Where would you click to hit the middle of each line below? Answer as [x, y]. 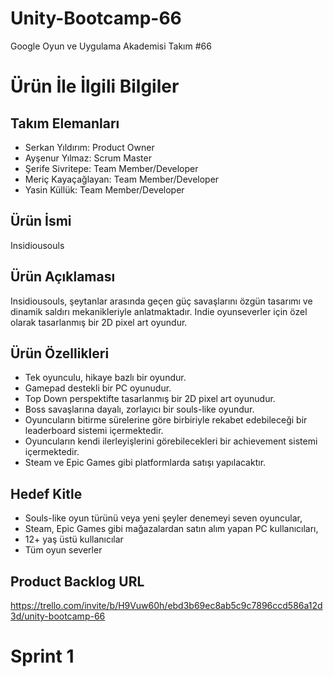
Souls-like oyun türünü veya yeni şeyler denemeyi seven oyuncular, [163, 518]
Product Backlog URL [77, 581]
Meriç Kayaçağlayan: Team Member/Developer [122, 179]
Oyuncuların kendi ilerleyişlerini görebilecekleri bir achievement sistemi [171, 441]
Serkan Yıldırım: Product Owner [89, 147]
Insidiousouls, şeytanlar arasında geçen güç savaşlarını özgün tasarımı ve [161, 301]
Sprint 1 [42, 656]
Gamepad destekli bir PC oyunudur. [98, 388]
